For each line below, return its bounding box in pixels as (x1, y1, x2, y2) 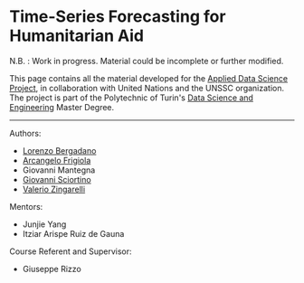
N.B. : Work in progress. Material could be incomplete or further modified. (9, 55, 284, 66)
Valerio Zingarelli (22, 184, 86, 194)
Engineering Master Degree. (9, 101, 115, 112)
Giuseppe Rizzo (22, 263, 81, 274)
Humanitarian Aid (9, 25, 145, 46)
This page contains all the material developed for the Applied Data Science (9, 72, 288, 83)
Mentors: (9, 201, 43, 212)
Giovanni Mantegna (22, 165, 96, 175)
